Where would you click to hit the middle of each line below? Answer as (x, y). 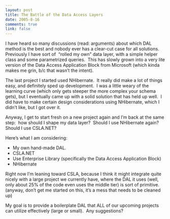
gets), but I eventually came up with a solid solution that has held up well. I (84, 97)
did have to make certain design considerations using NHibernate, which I (82, 102)
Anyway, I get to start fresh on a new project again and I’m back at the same (85, 117)
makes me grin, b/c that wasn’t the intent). (49, 71)
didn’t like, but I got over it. (33, 107)
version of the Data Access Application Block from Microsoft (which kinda (82, 65)
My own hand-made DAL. (39, 148)
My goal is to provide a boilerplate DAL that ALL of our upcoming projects (82, 206)
